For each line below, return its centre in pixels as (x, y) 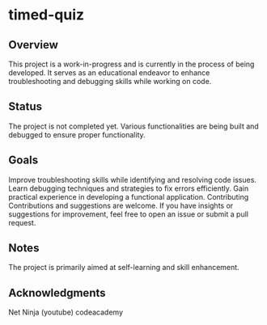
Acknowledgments (57, 293)
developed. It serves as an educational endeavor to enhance (109, 73)
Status (25, 107)
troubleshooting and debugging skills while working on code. (110, 81)
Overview (34, 45)
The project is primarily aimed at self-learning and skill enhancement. (124, 268)
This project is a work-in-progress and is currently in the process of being (131, 64)
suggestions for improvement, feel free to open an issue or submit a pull (129, 214)
